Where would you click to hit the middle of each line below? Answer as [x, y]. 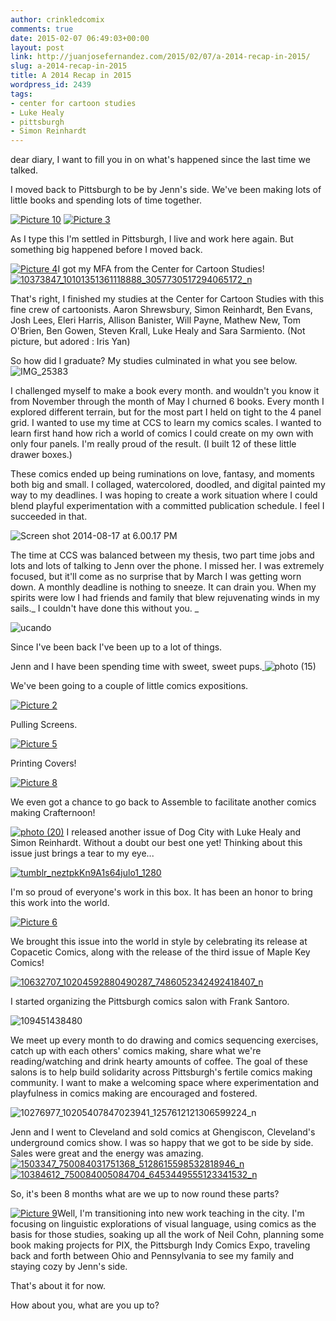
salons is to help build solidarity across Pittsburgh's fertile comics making [161, 1072]
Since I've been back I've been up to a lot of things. [116, 647]
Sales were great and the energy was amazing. [107, 1153]
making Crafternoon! [53, 813]
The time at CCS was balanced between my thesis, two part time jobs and [162, 555]
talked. [24, 170]
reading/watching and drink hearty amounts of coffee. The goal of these [159, 1062]
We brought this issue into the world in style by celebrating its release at [159, 942]
